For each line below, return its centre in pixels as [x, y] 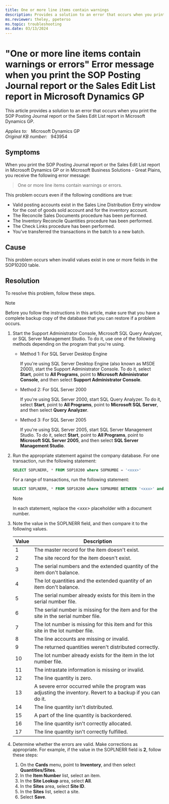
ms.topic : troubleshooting [33, 24]
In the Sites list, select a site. [50, 792]
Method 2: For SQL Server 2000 [53, 389]
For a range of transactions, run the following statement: [71, 480]
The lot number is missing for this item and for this [93, 625]
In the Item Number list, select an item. [60, 776]
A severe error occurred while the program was [90, 686]
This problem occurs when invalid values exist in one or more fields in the [81, 259]
